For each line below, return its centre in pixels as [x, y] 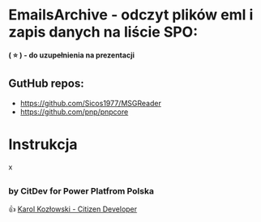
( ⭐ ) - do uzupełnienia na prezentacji [72, 55]
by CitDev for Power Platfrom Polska [81, 191]
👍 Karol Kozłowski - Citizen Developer [73, 209]
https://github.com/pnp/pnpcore [74, 112]
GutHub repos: [46, 84]
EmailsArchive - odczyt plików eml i [131, 15]
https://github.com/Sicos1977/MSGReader [91, 103]
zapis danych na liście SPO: [103, 32]
